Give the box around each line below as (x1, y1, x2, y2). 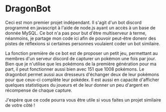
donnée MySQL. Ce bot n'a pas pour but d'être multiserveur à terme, (5, 30, 147, 36)
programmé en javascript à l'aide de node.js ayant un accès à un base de (5, 24, 156, 30)
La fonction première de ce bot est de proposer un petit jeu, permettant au (5, 50, 158, 56)
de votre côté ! (5, 102, 35, 108)
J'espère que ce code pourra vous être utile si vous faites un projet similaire (5, 97, 161, 103)
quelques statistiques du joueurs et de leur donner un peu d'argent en (5, 82, 149, 88)
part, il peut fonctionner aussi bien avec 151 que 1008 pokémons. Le (5, 66, 145, 72)
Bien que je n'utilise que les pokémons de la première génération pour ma (5, 61, 157, 67)
